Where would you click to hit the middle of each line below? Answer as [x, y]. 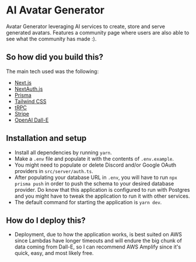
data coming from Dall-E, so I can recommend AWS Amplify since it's [98, 247]
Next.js [23, 82]
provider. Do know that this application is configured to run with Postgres [102, 189]
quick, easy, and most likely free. [54, 253]
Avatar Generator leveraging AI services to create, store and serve [85, 26]
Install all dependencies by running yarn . [63, 152]
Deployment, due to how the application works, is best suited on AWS [98, 235]
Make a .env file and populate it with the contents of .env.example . [94, 158]
